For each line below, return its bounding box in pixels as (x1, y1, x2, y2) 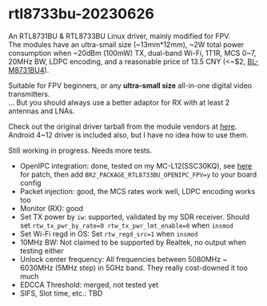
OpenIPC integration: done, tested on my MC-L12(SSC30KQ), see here (19, 161, 253, 170)
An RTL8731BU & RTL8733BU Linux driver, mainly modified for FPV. (8, 31, 230, 41)
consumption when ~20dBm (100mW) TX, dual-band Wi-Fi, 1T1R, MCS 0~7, (8, 48, 257, 58)
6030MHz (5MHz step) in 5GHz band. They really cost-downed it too (19, 263, 248, 272)
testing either (19, 245, 64, 256)
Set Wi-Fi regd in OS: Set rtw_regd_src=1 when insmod (19, 229, 198, 238)
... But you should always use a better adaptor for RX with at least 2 (8, 97, 230, 107)
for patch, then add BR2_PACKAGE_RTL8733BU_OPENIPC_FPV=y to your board (19, 169, 257, 179)
